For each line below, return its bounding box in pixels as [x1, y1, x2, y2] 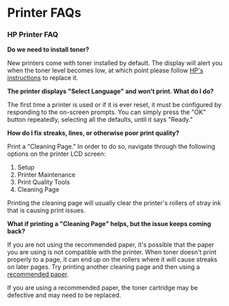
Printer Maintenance [17, 170, 76, 179]
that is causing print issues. [7, 207, 85, 215]
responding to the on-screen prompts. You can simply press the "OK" [7, 108, 206, 116]
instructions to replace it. [7, 74, 78, 82]
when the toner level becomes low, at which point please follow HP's [7, 66, 203, 74]
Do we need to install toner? [7, 45, 90, 54]
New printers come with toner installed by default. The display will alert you [7, 59, 223, 67]
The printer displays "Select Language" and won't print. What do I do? [7, 87, 214, 95]
